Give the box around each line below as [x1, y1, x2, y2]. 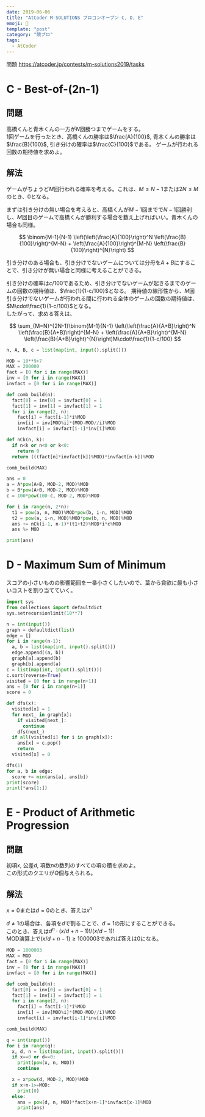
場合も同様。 [6, 221, 38, 228]
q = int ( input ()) [6, 1037, 51, 1043]
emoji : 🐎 [6, 20, 29, 26]
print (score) [6, 779, 40, 786]
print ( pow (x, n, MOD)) [17, 1060, 75, 1066]
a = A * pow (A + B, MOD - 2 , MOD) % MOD [6, 482, 88, 488]
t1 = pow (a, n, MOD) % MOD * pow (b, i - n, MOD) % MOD [12, 509, 132, 516]
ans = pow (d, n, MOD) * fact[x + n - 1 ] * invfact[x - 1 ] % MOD [17, 1099, 151, 1105]
